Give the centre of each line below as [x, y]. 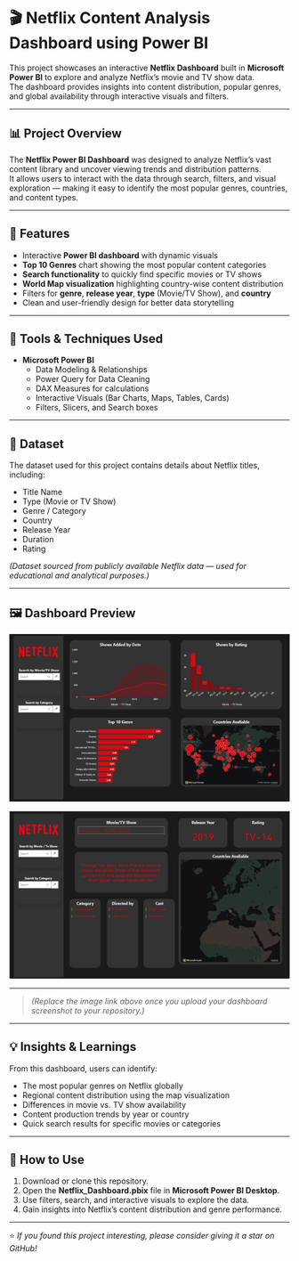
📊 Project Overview [65, 134]
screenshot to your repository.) [88, 1010]
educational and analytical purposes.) [79, 575]
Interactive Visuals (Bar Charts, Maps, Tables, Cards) [132, 398]
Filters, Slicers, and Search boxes [97, 408]
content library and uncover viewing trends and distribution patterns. [135, 169]
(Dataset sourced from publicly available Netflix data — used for [128, 566]
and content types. [44, 197]
